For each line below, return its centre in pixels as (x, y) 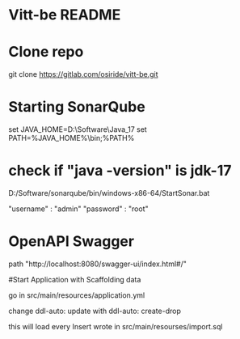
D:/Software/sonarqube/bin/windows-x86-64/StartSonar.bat (109, 193)
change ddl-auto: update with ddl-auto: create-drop (95, 311)
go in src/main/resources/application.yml (77, 295)
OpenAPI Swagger (72, 242)
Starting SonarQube (77, 107)
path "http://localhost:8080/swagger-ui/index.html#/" (98, 264)
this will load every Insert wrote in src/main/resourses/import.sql (116, 326)
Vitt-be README (65, 15)
